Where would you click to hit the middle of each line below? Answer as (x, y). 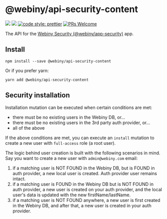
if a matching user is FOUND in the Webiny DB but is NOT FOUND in (83, 184)
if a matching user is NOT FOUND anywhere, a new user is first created (86, 200)
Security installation (38, 95)
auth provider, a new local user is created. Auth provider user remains (85, 173)
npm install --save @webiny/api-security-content (58, 61)
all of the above (29, 128)
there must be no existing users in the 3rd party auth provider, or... (81, 123)
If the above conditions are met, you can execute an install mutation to (80, 138)
